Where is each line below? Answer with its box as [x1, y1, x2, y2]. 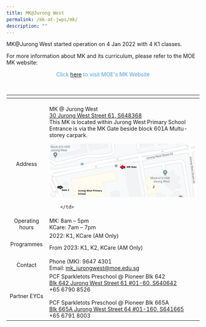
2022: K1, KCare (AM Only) [48, 232, 119, 239]
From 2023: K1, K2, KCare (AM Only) [48, 243, 143, 251]
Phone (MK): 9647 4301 [48, 258, 112, 266]
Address [15, 160, 37, 167]
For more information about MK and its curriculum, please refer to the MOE [6, 52, 196, 60]
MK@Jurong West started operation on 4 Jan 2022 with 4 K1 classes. [6, 41, 182, 48]
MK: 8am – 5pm [48, 217, 89, 224]
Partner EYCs [9, 293, 44, 300]
